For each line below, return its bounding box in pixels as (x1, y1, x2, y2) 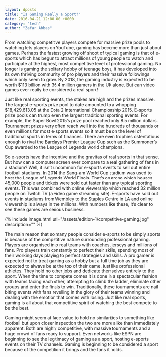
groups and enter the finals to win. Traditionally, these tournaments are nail (5, 284, 158, 290)
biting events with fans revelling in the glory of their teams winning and (5, 289, 150, 295)
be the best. (5, 305, 30, 311)
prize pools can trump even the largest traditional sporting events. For (5, 112, 148, 118)
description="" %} (5, 222, 43, 228)
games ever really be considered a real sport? (5, 87, 99, 93)
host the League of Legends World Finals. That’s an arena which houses (5, 175, 153, 181)
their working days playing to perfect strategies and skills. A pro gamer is (5, 252, 155, 259)
